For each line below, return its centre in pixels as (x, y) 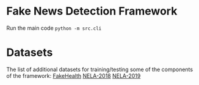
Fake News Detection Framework (92, 11)
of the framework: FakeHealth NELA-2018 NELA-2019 (74, 76)
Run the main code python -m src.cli (54, 28)
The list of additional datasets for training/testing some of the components (100, 69)
